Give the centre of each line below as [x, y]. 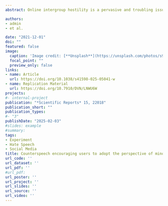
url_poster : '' [21, 177]
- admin [13, 24]
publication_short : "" [29, 107]
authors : [14, 19]
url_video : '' [20, 196]
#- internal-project [27, 98]
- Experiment [19, 140]
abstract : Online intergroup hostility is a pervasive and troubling [79, 10]
